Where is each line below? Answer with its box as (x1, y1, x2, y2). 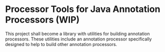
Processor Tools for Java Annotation (5, 3, 160, 15)
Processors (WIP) (5, 14, 80, 25)
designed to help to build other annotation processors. (5, 41, 117, 47)
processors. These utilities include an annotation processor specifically (5, 36, 152, 42)
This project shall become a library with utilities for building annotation (5, 30, 150, 36)
